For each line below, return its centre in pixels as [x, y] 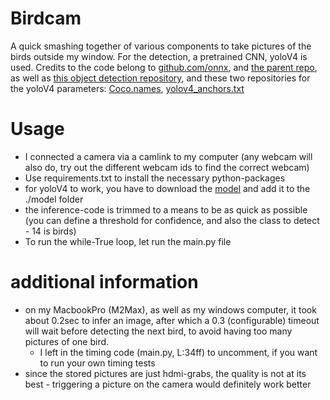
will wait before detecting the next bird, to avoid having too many [158, 331]
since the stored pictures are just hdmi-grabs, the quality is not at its [165, 373]
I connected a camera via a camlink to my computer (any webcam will [168, 156]
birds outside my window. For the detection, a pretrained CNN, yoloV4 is [159, 56]
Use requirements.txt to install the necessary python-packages [155, 178]
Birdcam [46, 18]
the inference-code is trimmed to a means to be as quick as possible [166, 209]
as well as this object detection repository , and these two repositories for [160, 78]
